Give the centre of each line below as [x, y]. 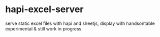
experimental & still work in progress [43, 28]
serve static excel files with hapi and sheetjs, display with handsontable [80, 23]
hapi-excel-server [44, 9]
